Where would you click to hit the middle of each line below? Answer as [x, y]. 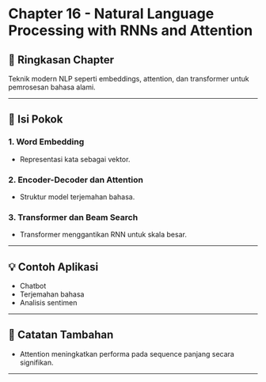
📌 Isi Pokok [36, 119]
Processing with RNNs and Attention [131, 30]
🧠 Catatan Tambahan [61, 335]
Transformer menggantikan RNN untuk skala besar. [103, 235]
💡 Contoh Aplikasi [53, 267]
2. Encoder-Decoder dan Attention [76, 180]
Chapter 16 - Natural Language [111, 14]
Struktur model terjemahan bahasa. [77, 197]
